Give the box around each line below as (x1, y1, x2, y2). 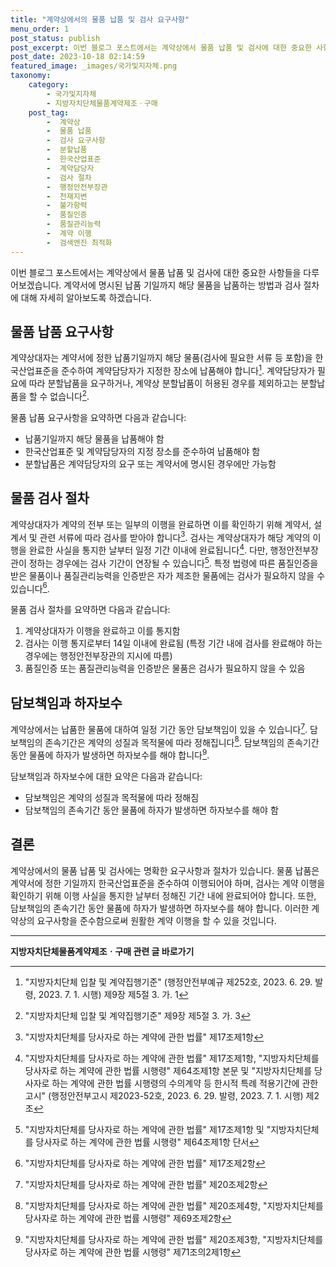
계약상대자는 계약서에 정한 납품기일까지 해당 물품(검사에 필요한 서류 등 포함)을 (10, 352, 313, 364)
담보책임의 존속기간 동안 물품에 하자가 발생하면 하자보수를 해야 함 (24, 804, 279, 816)
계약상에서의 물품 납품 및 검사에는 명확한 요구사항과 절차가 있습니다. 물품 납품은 (10, 864, 320, 876)
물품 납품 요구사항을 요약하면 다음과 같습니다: (10, 411, 187, 423)
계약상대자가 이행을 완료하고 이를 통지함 (24, 625, 181, 637)
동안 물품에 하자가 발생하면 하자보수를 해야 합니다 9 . (10, 747, 210, 761)
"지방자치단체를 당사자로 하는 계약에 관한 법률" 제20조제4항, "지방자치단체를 (24, 1199, 324, 1211)
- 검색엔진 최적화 (46, 237, 113, 248)
